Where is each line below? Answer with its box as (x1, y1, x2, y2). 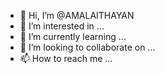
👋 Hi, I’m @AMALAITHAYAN (19, 10, 135, 21)
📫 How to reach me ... (19, 53, 113, 64)
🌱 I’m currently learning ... (19, 31, 127, 42)
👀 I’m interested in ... (19, 20, 105, 32)
